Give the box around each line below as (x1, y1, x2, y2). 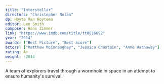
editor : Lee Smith (5, 21, 44, 27)
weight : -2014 (5, 54, 35, 59)
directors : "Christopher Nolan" (5, 12, 73, 17)
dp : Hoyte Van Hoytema (5, 17, 53, 22)
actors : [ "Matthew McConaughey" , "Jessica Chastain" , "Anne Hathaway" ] (5, 45, 159, 50)
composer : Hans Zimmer (5, 26, 53, 31)
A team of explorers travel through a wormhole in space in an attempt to (5, 68, 155, 74)
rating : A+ (5, 49, 28, 54)
